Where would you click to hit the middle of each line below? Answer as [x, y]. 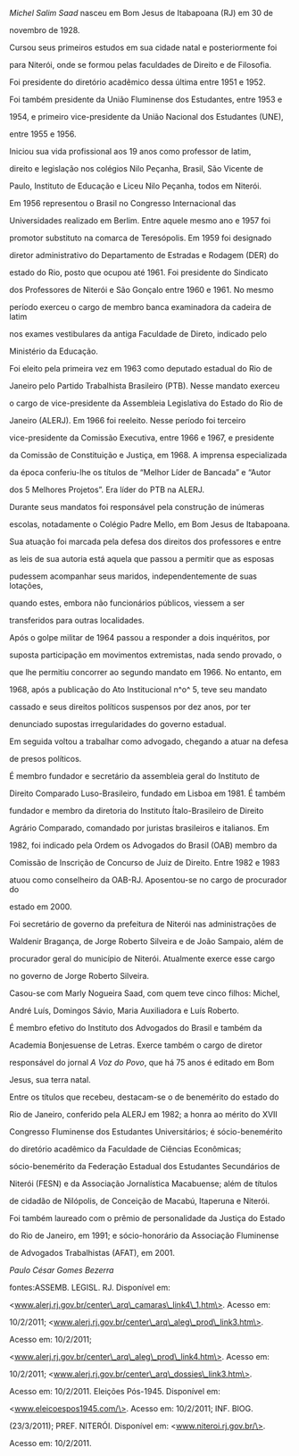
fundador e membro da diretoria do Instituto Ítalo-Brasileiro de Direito [137, 811]
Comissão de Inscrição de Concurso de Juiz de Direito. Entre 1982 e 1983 [145, 862]
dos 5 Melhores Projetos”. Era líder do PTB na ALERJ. [107, 490]
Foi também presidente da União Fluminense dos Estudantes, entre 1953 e [146, 99]
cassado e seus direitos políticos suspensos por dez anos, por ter [130, 707]
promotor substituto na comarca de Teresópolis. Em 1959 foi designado [141, 238]
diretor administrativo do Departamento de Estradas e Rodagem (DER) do [144, 255]
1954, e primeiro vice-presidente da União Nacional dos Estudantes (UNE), [146, 117]
